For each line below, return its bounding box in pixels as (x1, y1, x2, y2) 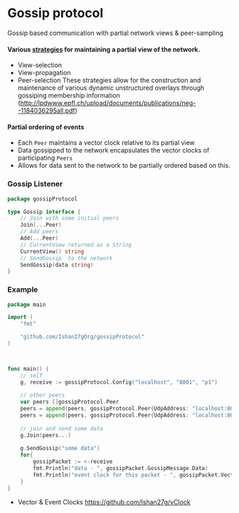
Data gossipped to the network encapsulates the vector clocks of (17, 146, 210, 155)
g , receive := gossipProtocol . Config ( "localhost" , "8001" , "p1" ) (20, 378, 218, 386)
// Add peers (20, 228, 59, 235)
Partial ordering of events (7, 123, 85, 131)
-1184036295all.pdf (17, 106, 76, 115)
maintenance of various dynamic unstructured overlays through (17, 83, 205, 92)
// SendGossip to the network (20, 255, 113, 262)
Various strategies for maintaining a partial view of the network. (7, 45, 201, 54)
